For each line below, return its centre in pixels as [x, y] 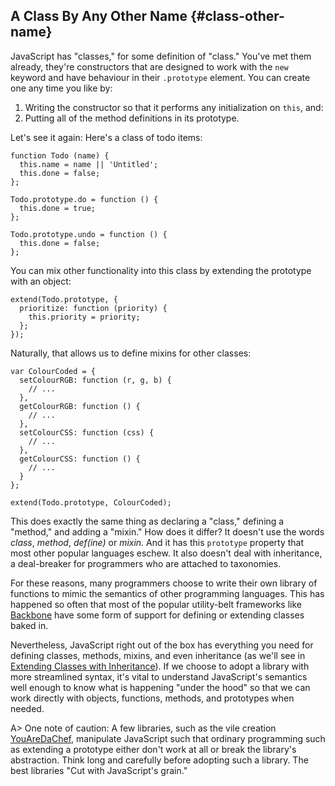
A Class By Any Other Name [99, 16]
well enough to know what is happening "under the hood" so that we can [160, 687]
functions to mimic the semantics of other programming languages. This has [167, 593]
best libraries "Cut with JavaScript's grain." [99, 770]
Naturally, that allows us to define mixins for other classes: [131, 353]
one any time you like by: [61, 88]
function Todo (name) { [60, 155]
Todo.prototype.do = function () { [84, 199]
